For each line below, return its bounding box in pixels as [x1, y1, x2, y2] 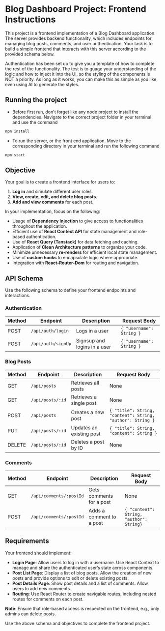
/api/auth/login [31, 328, 69, 334]
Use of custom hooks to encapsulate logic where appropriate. [12, 255, 138, 261]
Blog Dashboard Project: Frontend [5, 3, 146, 15]
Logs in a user [76, 328, 109, 334]
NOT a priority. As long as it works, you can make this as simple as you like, [5, 76, 158, 82]
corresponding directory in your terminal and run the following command [12, 143, 160, 149]
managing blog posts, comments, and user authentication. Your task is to [5, 40, 153, 46]
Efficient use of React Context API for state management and [12, 229, 137, 235]
